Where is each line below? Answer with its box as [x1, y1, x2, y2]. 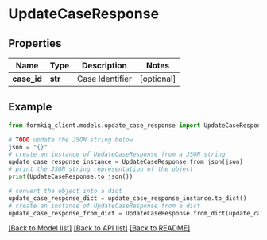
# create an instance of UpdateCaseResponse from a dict [8, 202, 201, 210]
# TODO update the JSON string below [8, 136, 133, 144]
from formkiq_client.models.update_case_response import [8, 121, 201, 130]
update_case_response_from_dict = [8, 209, 123, 217]
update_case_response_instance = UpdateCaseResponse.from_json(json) [8, 158, 244, 166]
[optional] [139, 73, 176, 84]
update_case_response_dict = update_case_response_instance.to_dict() [8, 194, 247, 203]
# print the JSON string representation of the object [8, 165, 194, 173]
